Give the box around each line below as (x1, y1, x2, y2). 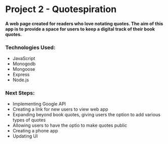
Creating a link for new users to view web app (12, 106, 109, 112)
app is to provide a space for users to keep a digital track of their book (5, 26, 155, 32)
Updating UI (12, 133, 38, 139)
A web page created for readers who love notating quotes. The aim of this (5, 20, 163, 26)
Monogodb (12, 61, 36, 67)
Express (12, 72, 30, 78)
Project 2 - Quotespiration (5, 4, 117, 15)
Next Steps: (5, 89, 35, 97)
